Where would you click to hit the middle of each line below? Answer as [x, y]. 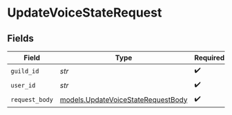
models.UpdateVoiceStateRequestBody [124, 100]
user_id [23, 85]
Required [210, 58]
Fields [21, 38]
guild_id [25, 71]
